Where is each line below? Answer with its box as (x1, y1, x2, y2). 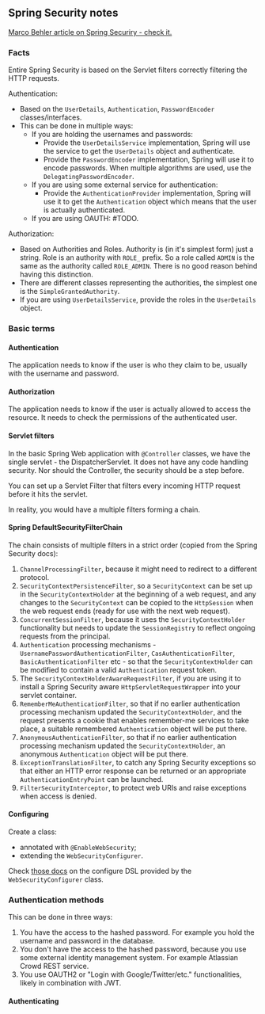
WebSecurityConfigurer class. (8, 875, 104, 884)
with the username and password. (8, 368, 119, 379)
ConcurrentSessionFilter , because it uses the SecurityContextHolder (19, 614, 246, 624)
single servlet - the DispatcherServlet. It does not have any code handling (8, 457, 248, 467)
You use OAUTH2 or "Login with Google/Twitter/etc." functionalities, (19, 970, 242, 979)
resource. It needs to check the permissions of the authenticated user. (8, 413, 237, 422)
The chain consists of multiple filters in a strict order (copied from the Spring (8, 540, 258, 550)
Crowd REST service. (19, 962, 89, 971)
